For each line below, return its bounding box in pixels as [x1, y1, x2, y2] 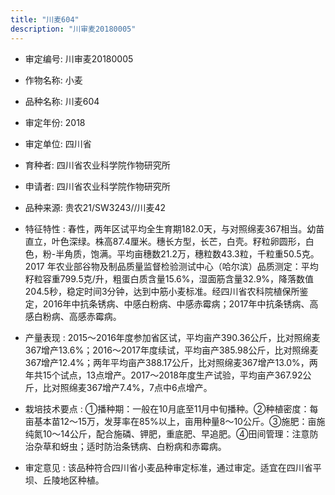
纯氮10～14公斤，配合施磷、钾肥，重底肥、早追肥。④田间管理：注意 [24, 427, 310, 440]
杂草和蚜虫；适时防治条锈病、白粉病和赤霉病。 [33, 440, 227, 452]
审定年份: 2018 [24, 116, 86, 128]
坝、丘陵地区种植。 [24, 474, 105, 486]
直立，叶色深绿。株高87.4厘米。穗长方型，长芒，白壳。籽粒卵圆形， [24, 235, 306, 247]
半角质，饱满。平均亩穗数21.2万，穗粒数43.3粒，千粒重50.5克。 [55, 247, 320, 260]
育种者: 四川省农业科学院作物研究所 [24, 159, 171, 171]
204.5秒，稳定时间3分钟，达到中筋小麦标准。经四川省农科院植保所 [24, 285, 300, 297]
